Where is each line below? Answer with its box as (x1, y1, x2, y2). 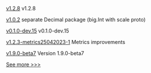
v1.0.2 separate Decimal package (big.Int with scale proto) (6, 16, 146, 23)
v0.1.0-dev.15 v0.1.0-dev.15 (6, 27, 69, 34)
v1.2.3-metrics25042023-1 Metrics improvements (6, 39, 125, 45)
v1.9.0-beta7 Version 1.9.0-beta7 (6, 50, 85, 57)
